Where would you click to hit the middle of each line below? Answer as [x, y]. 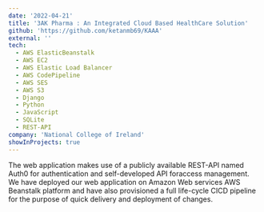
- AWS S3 [30, 90]
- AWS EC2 [32, 61]
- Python [30, 105]
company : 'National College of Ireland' [77, 134]
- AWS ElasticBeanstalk [55, 53]
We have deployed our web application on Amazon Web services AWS [124, 182]
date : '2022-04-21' [41, 16]
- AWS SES [32, 82]
